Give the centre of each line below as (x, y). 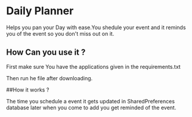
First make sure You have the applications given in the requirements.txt (93, 67)
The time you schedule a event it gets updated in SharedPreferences (90, 101)
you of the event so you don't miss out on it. (60, 33)
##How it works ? (28, 90)
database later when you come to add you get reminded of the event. (91, 107)
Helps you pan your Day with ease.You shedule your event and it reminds (96, 27)
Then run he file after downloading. (49, 78)
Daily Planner (40, 11)
